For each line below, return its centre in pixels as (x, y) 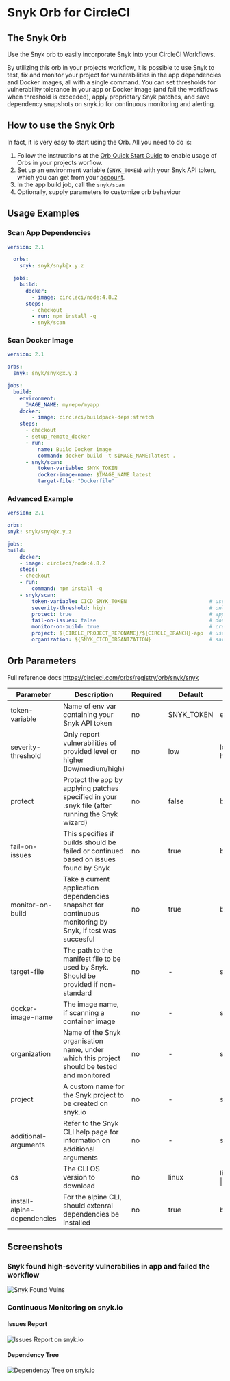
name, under (84, 1049)
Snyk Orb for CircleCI (68, 13)
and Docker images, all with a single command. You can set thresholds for (112, 82)
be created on (86, 1103)
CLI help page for (91, 1132)
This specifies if (89, 833)
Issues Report (27, 1323)
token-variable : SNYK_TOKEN (77, 468)
